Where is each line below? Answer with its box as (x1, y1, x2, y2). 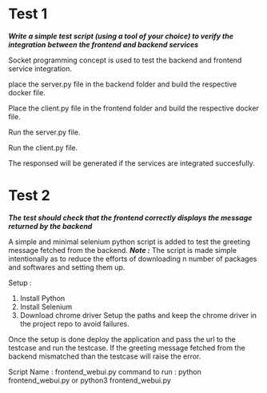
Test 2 (8, 186, 50, 205)
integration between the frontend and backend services (8, 39, 199, 49)
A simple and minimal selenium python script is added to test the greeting (8, 237, 250, 247)
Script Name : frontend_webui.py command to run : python (8, 367, 202, 376)
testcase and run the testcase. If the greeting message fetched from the (8, 343, 245, 352)
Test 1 (8, 5, 48, 23)
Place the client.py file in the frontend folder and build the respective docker (8, 103, 260, 113)
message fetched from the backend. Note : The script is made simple (8, 245, 237, 255)
